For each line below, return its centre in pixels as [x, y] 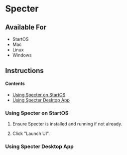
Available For [26, 27]
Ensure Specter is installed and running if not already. [67, 123]
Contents [15, 83]
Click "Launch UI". [31, 133]
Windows [22, 55]
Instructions [24, 71]
